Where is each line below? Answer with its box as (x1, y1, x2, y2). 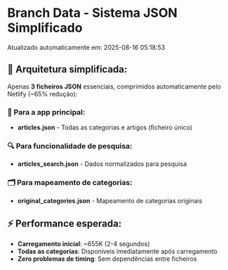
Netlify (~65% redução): (7, 89, 78, 98)
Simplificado (7, 20, 83, 36)
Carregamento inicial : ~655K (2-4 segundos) (17, 240, 150, 248)
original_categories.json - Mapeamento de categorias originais (17, 196, 203, 205)
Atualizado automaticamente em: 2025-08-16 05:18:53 (7, 43, 166, 51)
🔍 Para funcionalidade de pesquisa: (7, 141, 133, 150)
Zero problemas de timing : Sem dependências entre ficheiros (17, 255, 198, 263)
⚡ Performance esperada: (7, 218, 122, 230)
